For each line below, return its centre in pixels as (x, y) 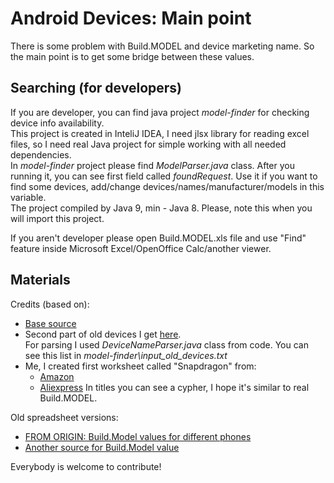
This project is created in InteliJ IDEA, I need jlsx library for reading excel (160, 133)
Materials (40, 280)
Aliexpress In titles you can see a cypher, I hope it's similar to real (174, 387)
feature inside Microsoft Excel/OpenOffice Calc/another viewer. (141, 248)
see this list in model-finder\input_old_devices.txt (126, 355)
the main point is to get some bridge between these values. (132, 56)
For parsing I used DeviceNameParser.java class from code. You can (166, 344)
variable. (28, 197)
